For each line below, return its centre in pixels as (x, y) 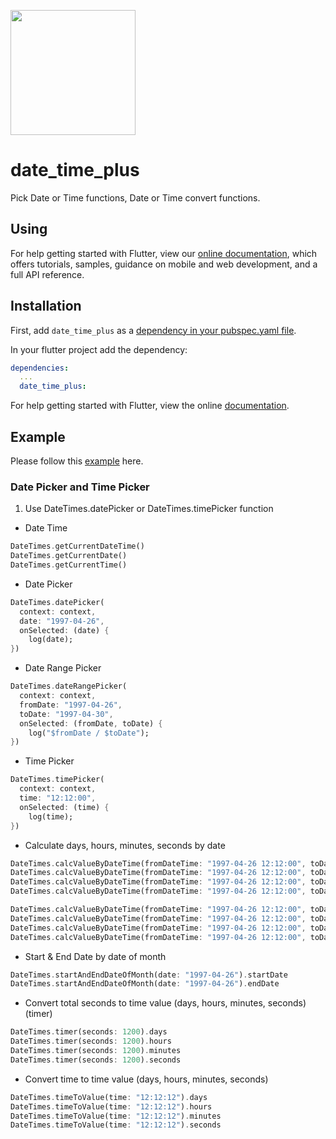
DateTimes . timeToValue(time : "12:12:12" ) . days (109, 1097)
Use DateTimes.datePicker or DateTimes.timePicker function (149, 509)
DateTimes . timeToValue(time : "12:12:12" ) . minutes (116, 1116)
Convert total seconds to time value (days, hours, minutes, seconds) (165, 1003)
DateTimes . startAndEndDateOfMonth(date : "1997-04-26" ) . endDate (145, 984)
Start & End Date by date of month (95, 956)
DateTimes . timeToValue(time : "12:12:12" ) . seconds (116, 1125)
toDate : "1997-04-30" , (66, 714)
